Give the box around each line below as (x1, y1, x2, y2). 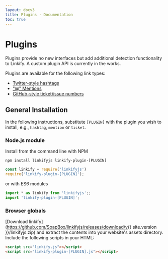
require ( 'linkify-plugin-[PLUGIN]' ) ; (5, 172, 85, 177)
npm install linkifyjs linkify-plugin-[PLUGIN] (5, 158, 107, 163)
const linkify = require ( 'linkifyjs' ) (5, 167, 87, 172)
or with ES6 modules (5, 181, 48, 187)
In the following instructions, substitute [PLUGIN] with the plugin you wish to (5, 119, 162, 125)
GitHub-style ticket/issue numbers (12, 91, 84, 97)
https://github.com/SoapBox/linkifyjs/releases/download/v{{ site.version (7, 224, 157, 230)
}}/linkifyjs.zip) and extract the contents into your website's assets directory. (5, 229, 163, 235)
